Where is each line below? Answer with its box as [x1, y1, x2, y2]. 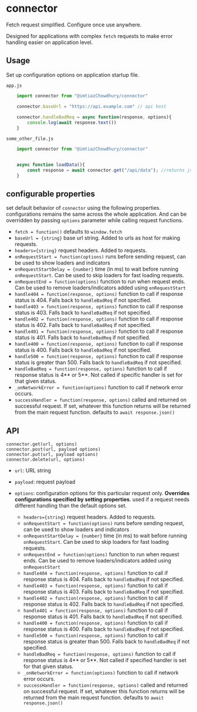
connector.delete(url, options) [6, 457, 85, 463]
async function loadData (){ [16, 162, 85, 168]
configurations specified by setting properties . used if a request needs [14, 496, 189, 503]
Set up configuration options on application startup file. [6, 71, 140, 78]
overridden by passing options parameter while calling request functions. [6, 217, 184, 224]
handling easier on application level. [6, 39, 93, 46]
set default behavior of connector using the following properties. [6, 205, 161, 212]
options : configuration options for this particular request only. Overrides [14, 490, 190, 497]
